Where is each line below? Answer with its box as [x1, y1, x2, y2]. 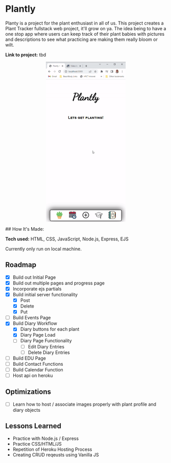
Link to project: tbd [5, 52, 46, 58]
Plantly [5, 3, 36, 15]
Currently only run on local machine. [5, 246, 82, 252]
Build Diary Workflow [12, 320, 57, 326]
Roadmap [5, 260, 37, 269]
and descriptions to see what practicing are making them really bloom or [5, 36, 158, 42]
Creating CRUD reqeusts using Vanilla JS [12, 451, 99, 458]
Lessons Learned [5, 422, 61, 430]
